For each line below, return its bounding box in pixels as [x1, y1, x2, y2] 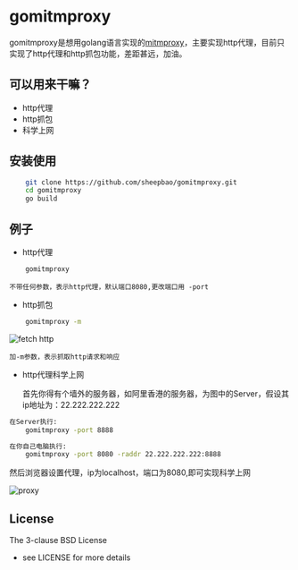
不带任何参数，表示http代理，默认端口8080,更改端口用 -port [9, 282, 210, 292]
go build [25, 194, 58, 203]
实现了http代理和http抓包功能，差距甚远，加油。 [9, 47, 187, 59]
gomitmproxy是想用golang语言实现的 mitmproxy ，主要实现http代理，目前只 [9, 37, 286, 47]
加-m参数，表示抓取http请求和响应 [9, 352, 120, 362]
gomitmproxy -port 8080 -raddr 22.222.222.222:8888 [25, 450, 221, 459]
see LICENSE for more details [21, 552, 131, 563]
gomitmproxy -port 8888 [25, 425, 114, 435]
